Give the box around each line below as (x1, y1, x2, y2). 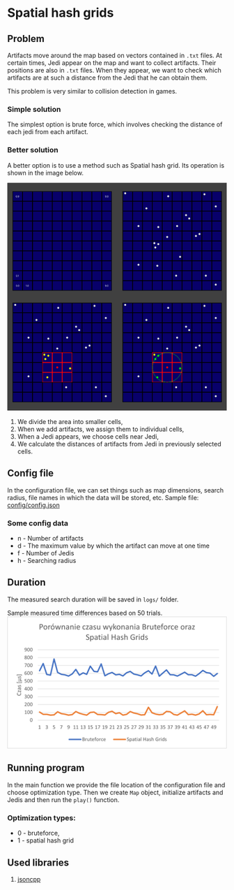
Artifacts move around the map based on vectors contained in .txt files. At (7, 51, 223, 59)
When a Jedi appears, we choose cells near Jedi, (17, 432, 159, 441)
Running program (7, 762, 85, 774)
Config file (7, 467, 54, 479)
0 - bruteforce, (17, 829, 61, 838)
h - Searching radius (17, 557, 77, 565)
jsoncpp (17, 875, 41, 883)
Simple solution (7, 104, 61, 114)
